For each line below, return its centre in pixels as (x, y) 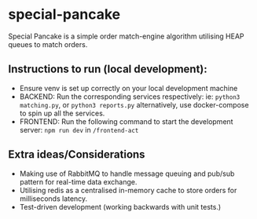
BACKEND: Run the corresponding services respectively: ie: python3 (130, 97)
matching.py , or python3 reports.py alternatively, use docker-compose (134, 104)
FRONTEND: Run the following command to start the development (126, 121)
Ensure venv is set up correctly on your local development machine (128, 88)
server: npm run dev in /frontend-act (79, 130)
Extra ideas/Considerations (77, 155)
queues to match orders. (48, 44)
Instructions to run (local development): (108, 69)
